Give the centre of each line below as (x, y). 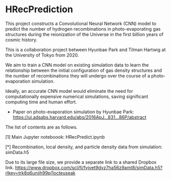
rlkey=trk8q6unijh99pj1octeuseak (40, 173)
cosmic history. (21, 40)
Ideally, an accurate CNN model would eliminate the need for (69, 91)
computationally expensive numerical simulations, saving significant (77, 96)
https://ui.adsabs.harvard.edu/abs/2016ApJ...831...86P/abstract (79, 117)
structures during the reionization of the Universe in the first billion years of (84, 34)
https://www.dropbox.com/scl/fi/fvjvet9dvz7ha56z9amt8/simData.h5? (89, 167)
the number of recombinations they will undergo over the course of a (78, 75)
